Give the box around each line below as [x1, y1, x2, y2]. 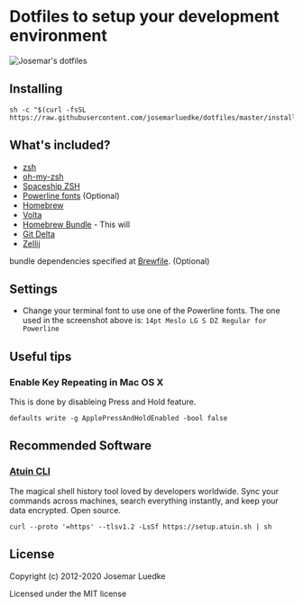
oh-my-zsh [22, 171, 65, 182]
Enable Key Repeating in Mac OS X [9, 375, 164, 388]
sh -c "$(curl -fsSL [9, 105, 87, 114]
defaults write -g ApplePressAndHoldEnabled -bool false [9, 414, 228, 423]
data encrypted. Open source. [9, 504, 122, 515]
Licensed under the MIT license [9, 588, 127, 599]
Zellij [22, 238, 41, 249]
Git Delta [22, 228, 56, 240]
